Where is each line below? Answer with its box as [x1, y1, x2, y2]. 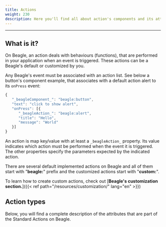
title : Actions [5, 7, 37, 12]
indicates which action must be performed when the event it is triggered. [5, 144, 153, 150]
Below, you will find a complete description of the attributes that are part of [5, 211, 158, 217]
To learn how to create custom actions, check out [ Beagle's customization [5, 178, 158, 184]
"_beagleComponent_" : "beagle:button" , [11, 97, 94, 102]
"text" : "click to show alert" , [11, 102, 79, 107]
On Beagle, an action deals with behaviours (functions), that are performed [5, 52, 158, 58]
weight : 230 [5, 12, 30, 17]
